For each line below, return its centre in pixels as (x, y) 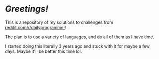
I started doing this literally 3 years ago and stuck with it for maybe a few (77, 46)
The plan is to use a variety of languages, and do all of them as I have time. (80, 37)
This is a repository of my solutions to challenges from (59, 22)
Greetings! (27, 9)
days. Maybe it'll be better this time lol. (43, 51)
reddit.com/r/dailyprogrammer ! (36, 27)
